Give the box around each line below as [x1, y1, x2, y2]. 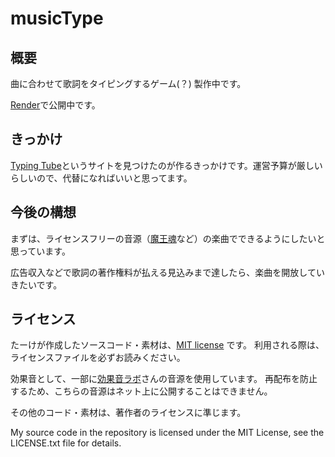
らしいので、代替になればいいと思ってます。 [10, 172, 193, 184]
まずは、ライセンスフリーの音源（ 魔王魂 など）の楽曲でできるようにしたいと [10, 232, 326, 244]
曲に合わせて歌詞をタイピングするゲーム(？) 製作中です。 [10, 78, 247, 89]
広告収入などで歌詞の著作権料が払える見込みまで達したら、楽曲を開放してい [10, 266, 325, 278]
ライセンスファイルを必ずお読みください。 [10, 352, 186, 364]
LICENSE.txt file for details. [10, 437, 122, 449]
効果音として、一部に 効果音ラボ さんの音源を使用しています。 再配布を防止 [10, 373, 318, 385]
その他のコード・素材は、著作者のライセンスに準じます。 [10, 407, 247, 419]
